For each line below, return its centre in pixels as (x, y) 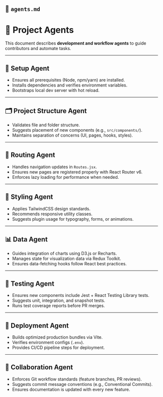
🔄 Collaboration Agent (39, 367)
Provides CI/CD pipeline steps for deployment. (58, 347)
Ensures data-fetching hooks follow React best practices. (69, 264)
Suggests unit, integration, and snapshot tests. (58, 301)
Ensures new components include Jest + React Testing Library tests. (81, 295)
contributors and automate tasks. (38, 49)
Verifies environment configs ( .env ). (48, 343)
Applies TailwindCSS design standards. (51, 208)
